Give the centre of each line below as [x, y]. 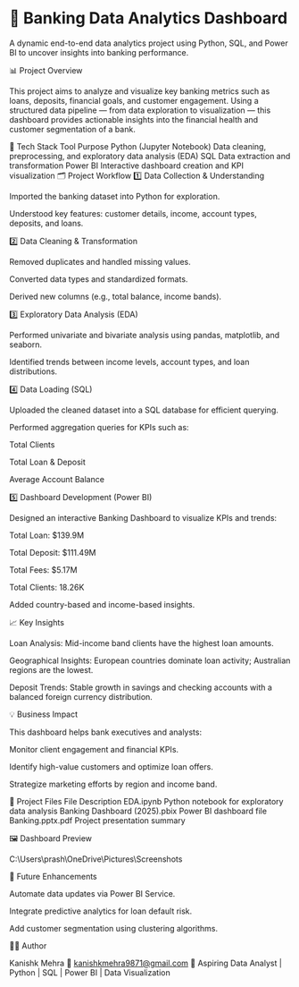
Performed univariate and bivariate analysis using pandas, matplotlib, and [144, 335]
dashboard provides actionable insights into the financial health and [134, 119]
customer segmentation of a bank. [72, 129]
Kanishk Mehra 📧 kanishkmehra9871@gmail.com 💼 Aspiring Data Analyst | [146, 963]
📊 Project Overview [46, 70]
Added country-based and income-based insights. [102, 604]
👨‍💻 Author [28, 945]
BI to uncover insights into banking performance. [99, 52]
